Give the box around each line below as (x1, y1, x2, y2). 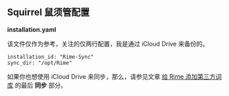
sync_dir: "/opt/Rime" (7, 59, 72, 66)
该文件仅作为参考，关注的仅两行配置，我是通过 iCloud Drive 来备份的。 (7, 39, 209, 48)
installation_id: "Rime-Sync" (7, 53, 94, 60)
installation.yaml (7, 25, 57, 33)
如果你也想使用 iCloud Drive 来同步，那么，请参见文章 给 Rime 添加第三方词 (7, 72, 222, 81)
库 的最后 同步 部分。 (7, 81, 67, 89)
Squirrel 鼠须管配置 (7, 6, 90, 19)
